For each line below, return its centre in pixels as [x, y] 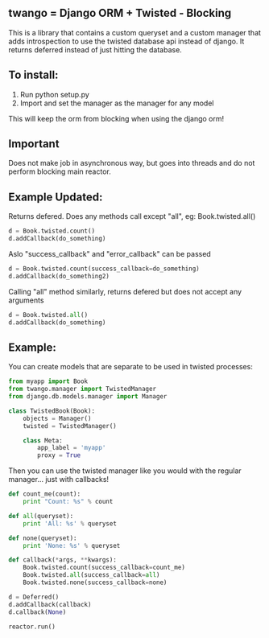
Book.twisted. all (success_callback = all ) [91, 575]
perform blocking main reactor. [60, 171]
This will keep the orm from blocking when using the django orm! [116, 118]
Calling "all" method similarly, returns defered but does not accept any [125, 291]
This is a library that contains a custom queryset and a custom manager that [135, 32]
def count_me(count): [45, 494]
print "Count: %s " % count [68, 502]
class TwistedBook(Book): [52, 411]
